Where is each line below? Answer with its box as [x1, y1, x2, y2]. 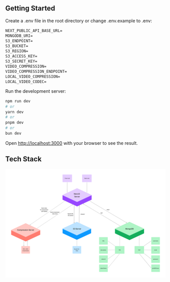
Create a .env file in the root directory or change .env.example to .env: [5, 17, 152, 23]
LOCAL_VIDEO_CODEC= [5, 79, 47, 84]
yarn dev [5, 109, 24, 114]
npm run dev [5, 98, 31, 104]
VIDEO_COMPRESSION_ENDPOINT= [5, 69, 67, 74]
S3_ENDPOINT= [5, 38, 33, 43]
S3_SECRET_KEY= [5, 59, 38, 64]
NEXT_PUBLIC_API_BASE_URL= [5, 28, 63, 33]
